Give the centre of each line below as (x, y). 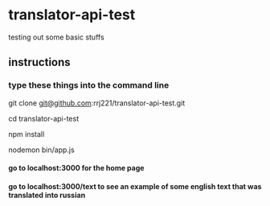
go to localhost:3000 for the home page (76, 168)
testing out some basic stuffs (56, 37)
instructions (39, 62)
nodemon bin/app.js (41, 150)
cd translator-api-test (43, 118)
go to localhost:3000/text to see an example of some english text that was (135, 186)
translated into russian (47, 195)
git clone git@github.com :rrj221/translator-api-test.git (97, 103)
